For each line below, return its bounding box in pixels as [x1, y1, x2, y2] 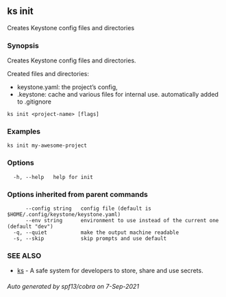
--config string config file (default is [25, 205, 152, 212]
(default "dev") [7, 223, 53, 230]
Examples [7, 127, 41, 136]
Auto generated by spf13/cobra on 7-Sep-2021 [7, 282, 139, 290]
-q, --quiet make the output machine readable [13, 229, 179, 236]
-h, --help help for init [13, 174, 94, 180]
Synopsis [7, 40, 39, 50]
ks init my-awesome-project [7, 142, 88, 150]
